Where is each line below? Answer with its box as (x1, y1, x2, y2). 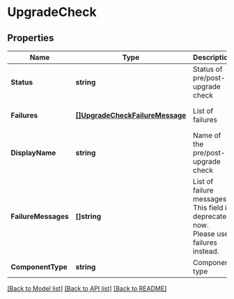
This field (192, 203, 224, 213)
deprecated (192, 212, 231, 221)
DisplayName (10, 148, 56, 158)
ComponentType (10, 262, 68, 272)
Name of (192, 130, 221, 140)
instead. (192, 247, 219, 256)
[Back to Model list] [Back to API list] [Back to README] (7, 284, 167, 293)
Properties (7, 32, 54, 44)
